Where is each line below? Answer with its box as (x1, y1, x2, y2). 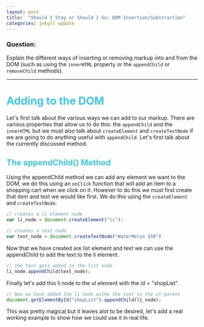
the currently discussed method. (6, 140, 88, 147)
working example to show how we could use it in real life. (6, 314, 149, 322)
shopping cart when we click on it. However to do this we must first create (6, 187, 192, 194)
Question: (6, 40, 36, 49)
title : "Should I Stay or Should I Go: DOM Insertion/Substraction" (6, 15, 186, 21)
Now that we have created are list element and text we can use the (6, 244, 173, 252)
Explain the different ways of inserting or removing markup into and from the (6, 54, 198, 61)
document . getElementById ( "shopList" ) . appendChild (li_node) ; (6, 297, 162, 303)
